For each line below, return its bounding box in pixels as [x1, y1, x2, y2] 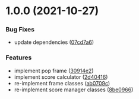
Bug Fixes [5, 25, 35, 34]
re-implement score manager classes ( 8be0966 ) [14, 86, 134, 93]
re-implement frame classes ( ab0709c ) [14, 79, 110, 87]
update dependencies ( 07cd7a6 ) [14, 39, 94, 46]
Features [5, 53, 32, 62]
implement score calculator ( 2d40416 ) [14, 73, 108, 81]
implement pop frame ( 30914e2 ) [14, 67, 94, 74]
